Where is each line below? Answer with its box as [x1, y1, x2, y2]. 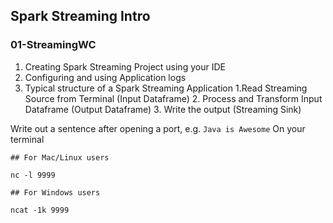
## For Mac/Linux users [10, 152, 110, 163]
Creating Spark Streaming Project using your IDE [24, 60, 226, 73]
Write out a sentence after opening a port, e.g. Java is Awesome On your [10, 122, 306, 134]
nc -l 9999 [10, 170, 56, 180]
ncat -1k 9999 [10, 205, 70, 215]
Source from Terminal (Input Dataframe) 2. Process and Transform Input [24, 92, 323, 104]
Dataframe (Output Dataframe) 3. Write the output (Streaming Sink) [24, 103, 302, 115]
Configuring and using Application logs [24, 71, 187, 83]
